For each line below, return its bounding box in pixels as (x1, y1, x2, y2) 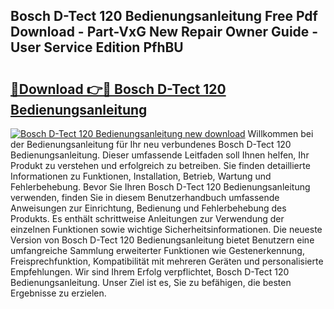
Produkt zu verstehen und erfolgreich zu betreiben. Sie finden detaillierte (10, 160, 311, 171)
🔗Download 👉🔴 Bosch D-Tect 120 (10, 80, 227, 98)
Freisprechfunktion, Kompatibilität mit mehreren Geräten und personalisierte (10, 255, 324, 267)
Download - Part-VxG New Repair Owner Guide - (10, 24, 319, 41)
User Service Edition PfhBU (10, 39, 184, 56)
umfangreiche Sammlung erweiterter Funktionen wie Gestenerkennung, (10, 245, 305, 256)
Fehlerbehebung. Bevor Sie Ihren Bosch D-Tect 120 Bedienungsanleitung (10, 181, 311, 193)
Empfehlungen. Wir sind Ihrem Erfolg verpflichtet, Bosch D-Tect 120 (10, 266, 290, 278)
